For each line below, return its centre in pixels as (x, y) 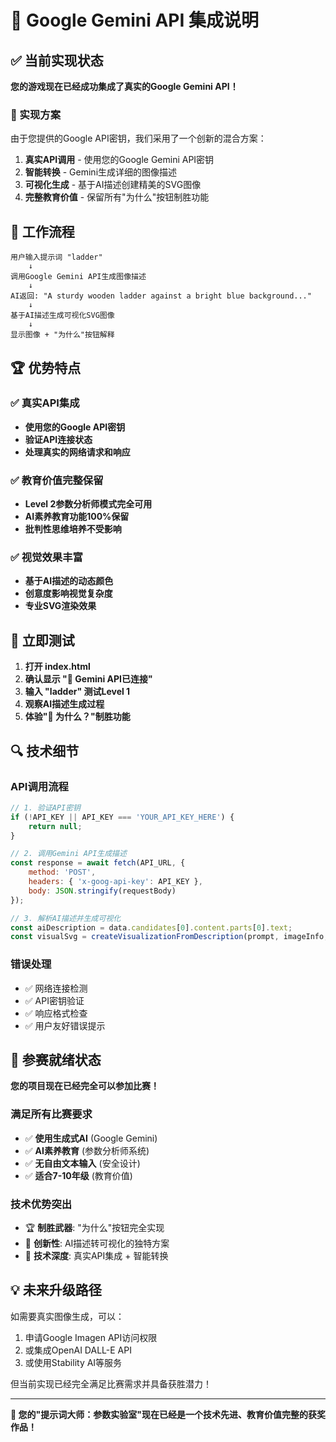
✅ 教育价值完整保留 (57, 480)
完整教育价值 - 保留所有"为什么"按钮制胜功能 (117, 197)
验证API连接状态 (58, 439)
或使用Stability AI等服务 (73, 1362)
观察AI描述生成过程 (64, 704)
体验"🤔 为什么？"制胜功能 (77, 717)
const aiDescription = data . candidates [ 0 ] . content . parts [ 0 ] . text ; (151, 927)
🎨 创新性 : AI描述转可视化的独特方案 (97, 1243)
